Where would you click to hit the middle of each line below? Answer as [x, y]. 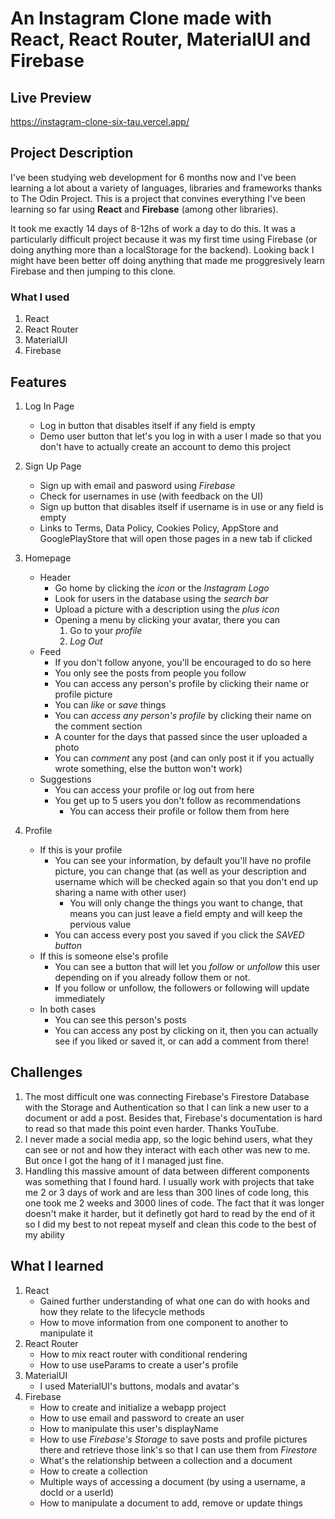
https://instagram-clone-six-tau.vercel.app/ [100, 121]
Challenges [46, 1072]
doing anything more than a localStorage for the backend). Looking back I [162, 249]
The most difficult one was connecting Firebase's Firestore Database [167, 1096]
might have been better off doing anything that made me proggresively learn [168, 260]
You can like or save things [110, 704]
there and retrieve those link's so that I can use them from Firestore [178, 1449]
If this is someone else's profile [104, 956]
